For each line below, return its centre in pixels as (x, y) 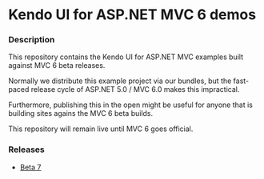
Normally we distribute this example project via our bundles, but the (120, 81)
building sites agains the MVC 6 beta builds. (81, 113)
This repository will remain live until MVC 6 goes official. (101, 129)
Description (32, 40)
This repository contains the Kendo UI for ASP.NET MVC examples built (126, 57)
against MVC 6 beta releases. (57, 66)
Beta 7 (30, 167)
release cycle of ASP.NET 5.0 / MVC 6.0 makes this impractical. (135, 89)
